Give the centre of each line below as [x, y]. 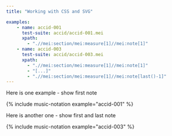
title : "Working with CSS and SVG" [50, 11]
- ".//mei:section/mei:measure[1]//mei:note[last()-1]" [97, 76]
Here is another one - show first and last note [61, 116]
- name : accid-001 [39, 27]
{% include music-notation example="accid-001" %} [70, 104]
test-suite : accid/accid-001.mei [63, 33]
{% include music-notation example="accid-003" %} [70, 127]
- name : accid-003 [39, 49]
